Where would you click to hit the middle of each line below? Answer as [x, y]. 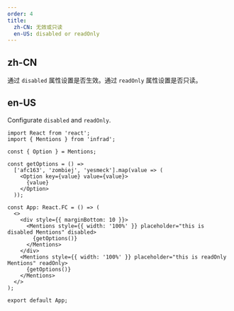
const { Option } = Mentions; [52, 152]
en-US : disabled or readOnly [57, 34]
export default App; [38, 300]
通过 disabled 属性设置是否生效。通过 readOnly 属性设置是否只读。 [105, 80]
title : [17, 21]
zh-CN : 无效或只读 [38, 27]
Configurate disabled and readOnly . [59, 120]
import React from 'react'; [49, 133]
